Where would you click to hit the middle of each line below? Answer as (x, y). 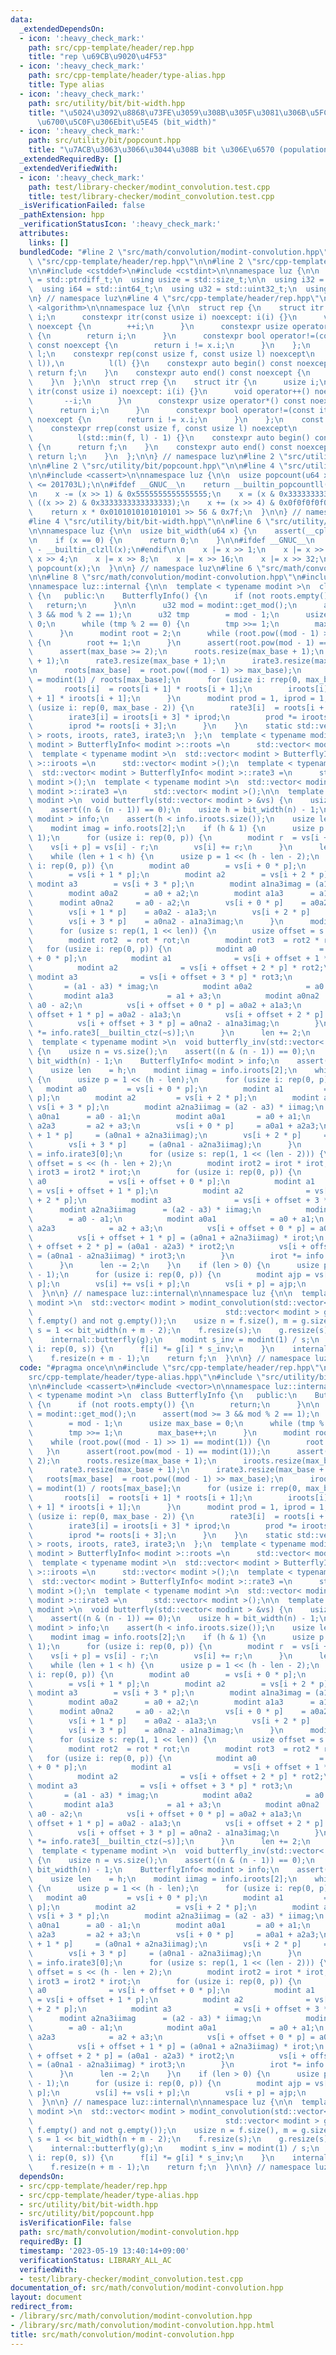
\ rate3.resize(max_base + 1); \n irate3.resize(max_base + (176, 1470)
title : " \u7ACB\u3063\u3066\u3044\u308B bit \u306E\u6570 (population (178, 150)
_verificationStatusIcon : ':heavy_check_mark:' (120, 224)
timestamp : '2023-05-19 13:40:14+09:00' (104, 2251)
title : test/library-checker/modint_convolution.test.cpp (151, 196)
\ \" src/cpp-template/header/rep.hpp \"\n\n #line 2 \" (142, 261)
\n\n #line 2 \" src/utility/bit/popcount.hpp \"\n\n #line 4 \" (158, 466)
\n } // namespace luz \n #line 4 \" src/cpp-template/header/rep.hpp (169, 299)
